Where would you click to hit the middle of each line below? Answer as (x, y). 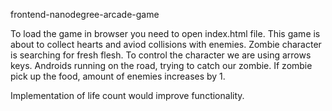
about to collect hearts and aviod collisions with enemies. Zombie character (166, 44)
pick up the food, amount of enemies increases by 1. (118, 76)
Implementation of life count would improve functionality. (127, 95)
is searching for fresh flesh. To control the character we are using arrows (161, 55)
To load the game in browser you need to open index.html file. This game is (165, 33)
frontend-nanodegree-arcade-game (85, 14)
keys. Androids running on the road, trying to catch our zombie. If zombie (161, 65)
